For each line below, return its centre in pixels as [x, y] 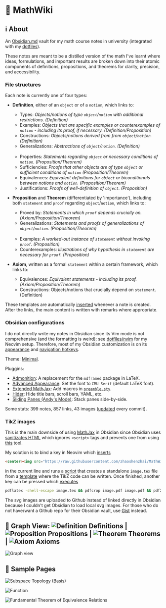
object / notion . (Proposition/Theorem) [58, 228]
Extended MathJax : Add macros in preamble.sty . [62, 389]
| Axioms [33, 542]
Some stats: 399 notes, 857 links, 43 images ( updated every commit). [76, 408]
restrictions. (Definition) [44, 120]
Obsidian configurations [35, 323]
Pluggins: [15, 368]
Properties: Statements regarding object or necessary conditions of [89, 157]
